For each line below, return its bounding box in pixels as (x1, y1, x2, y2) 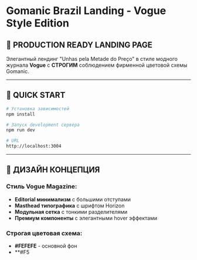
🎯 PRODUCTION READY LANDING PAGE (6, 40, 152, 50)
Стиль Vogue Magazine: (6, 183, 77, 191)
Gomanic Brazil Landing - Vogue (6, 4, 167, 18)
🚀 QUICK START (6, 90, 66, 100)
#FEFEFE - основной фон (14, 242, 77, 249)
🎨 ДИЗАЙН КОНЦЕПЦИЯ (6, 165, 100, 175)
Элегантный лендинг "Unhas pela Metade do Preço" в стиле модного (6, 56, 178, 62)
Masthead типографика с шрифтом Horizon (14, 202, 125, 209)
